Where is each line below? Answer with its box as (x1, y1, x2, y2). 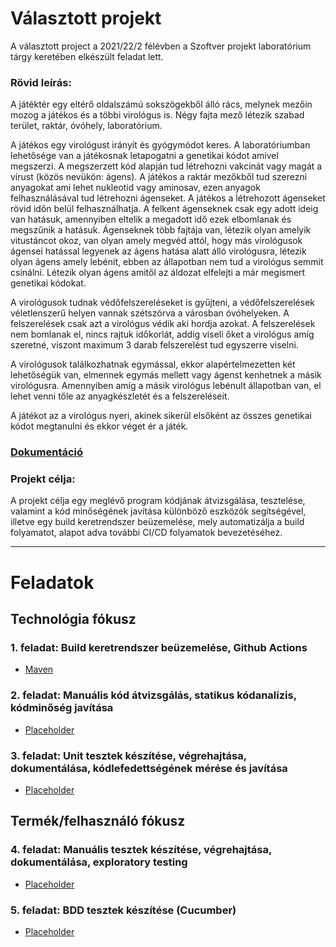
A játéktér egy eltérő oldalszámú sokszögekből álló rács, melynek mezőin (10, 98, 313, 111)
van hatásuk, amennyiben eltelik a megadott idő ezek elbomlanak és (10, 213, 292, 226)
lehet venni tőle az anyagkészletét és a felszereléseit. (10, 390, 230, 402)
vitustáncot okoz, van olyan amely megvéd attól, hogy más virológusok (10, 235, 303, 247)
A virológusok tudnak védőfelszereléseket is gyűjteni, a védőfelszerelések (10, 297, 315, 309)
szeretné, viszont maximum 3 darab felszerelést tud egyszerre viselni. (10, 339, 299, 351)
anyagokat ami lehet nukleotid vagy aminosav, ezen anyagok (10, 182, 261, 194)
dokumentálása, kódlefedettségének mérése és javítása (10, 761, 288, 775)
